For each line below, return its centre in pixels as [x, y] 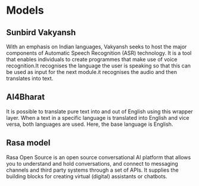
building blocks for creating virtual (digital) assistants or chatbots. [87, 176]
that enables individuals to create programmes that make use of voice [92, 59]
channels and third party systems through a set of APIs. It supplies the [92, 170]
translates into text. [30, 78]
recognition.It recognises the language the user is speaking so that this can [99, 66]
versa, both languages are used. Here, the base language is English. [90, 124]
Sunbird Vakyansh [41, 32]
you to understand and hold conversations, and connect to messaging [92, 163]
